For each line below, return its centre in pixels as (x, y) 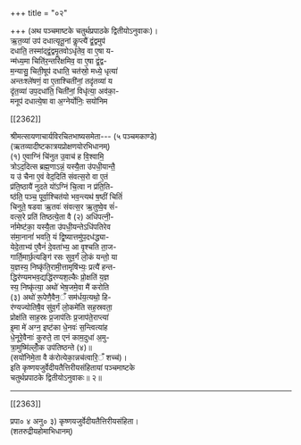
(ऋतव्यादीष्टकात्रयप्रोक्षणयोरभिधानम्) (60, 146)
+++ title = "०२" (39, 13)
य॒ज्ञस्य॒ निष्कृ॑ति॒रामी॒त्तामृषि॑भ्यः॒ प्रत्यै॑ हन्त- (63, 267)
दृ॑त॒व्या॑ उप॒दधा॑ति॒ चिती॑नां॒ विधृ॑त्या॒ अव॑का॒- (65, 91)
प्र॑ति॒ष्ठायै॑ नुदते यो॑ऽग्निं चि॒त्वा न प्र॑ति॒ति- (62, 186)
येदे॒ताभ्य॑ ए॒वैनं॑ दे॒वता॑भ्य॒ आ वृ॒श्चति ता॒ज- (63, 247)
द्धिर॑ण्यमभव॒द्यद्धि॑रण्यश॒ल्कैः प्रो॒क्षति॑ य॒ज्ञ (60, 277)
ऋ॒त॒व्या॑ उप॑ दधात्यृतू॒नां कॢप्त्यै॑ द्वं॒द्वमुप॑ (58, 41)
